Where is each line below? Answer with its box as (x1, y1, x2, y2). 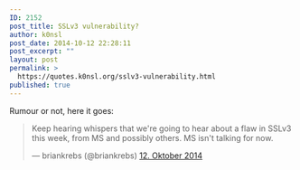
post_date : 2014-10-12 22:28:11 (9, 38, 131, 48)
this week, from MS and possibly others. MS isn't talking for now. (31, 132, 274, 143)
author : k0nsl (9, 30, 63, 39)
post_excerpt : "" (9, 47, 75, 56)
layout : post (9, 55, 59, 64)
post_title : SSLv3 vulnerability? (9, 22, 140, 31)
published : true (9, 80, 70, 90)
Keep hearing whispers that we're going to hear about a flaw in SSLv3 (31, 123, 292, 134)
